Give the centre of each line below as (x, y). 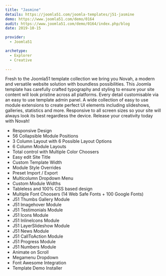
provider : (15, 37)
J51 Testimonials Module (38, 210)
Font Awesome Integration (39, 263)
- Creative (21, 60)
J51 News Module (31, 231)
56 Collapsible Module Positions (45, 136)
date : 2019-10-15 (23, 28)
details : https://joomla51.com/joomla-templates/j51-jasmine (70, 14)
